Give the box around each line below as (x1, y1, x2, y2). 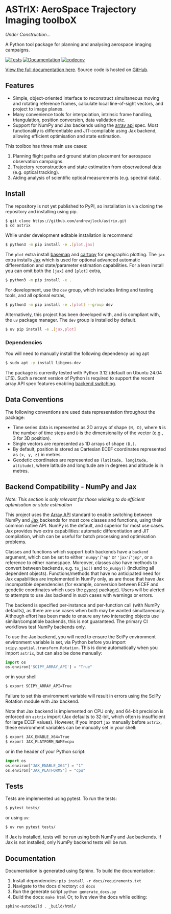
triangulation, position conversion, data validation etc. (12, 117, 126, 123)
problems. (5, 539, 27, 545)
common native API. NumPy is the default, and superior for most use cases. (5, 522, 165, 528)
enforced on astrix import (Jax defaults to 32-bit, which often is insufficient (5, 714, 166, 720)
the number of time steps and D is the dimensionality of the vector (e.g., (12, 430, 163, 436)
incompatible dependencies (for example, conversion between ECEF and (5, 581, 159, 587)
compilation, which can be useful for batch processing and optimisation (5, 533, 156, 539)
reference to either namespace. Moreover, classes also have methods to (5, 559, 157, 566)
